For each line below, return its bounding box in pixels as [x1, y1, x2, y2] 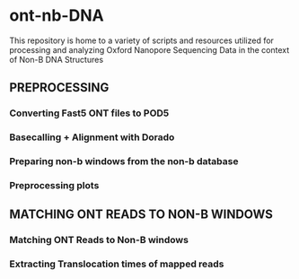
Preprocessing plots [9, 179, 100, 192]
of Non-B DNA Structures [9, 54, 104, 65]
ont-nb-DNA [9, 5, 105, 26]
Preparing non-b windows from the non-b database [9, 155, 239, 168]
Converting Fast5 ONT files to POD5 [9, 107, 170, 119]
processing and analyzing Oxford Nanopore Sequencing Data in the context [9, 44, 290, 55]
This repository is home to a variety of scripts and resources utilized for [9, 35, 274, 46]
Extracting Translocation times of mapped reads [9, 257, 224, 270]
